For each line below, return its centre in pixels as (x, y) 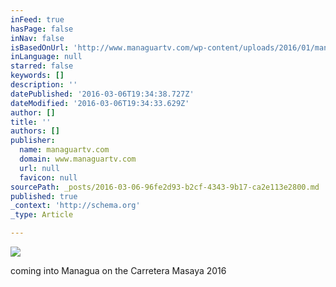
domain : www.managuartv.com (78, 159)
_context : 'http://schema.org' (75, 206)
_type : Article (42, 215)
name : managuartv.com (64, 150)
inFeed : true (37, 19)
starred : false (42, 66)
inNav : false (37, 38)
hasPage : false (42, 29)
